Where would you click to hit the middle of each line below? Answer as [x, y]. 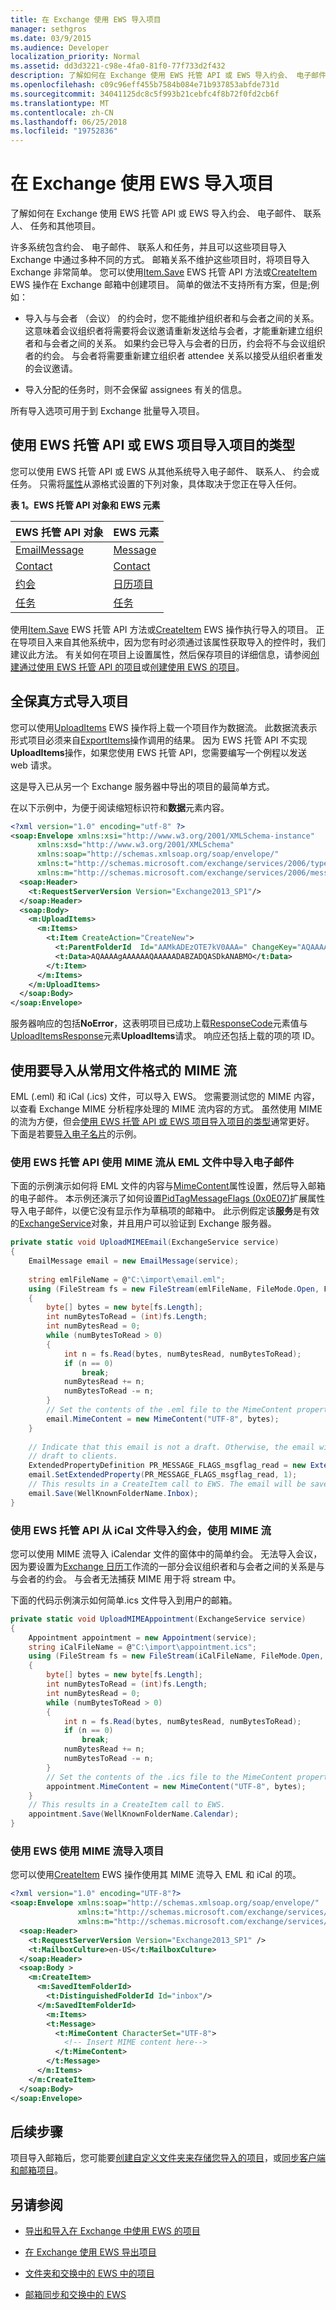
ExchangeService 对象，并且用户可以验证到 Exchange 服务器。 [148, 1223]
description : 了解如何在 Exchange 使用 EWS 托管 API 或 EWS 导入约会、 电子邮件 [168, 76]
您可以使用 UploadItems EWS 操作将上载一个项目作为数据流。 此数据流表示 [164, 727]
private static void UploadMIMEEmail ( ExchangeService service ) [145, 1242]
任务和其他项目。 [65, 226]
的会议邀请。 [51, 368]
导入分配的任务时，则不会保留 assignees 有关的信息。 [136, 390]
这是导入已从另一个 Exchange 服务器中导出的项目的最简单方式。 [142, 786]
